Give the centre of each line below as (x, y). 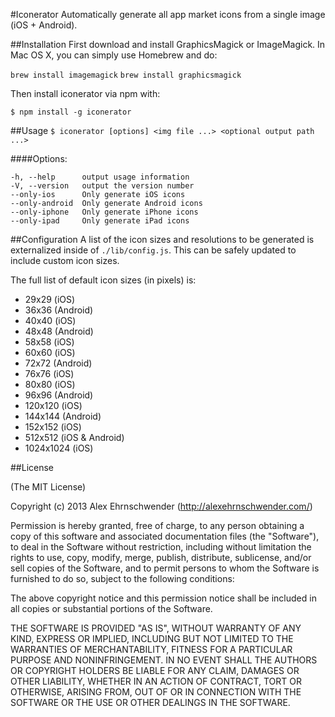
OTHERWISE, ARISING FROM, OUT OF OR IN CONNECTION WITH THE (156, 692)
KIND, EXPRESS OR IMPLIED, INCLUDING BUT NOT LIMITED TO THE (152, 638)
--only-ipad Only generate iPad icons (100, 221)
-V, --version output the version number (102, 186)
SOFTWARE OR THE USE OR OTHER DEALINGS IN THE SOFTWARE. (150, 702)
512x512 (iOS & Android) (74, 437)
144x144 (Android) (63, 416)
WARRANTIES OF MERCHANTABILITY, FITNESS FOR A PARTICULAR (151, 649)
